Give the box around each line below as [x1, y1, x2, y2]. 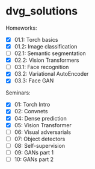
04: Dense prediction [14, 114, 67, 122]
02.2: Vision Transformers [14, 56, 79, 64]
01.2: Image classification [14, 43, 78, 50]
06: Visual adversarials [14, 128, 72, 136]
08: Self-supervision [14, 142, 66, 149]
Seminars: [5, 89, 31, 96]
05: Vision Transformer [14, 121, 72, 128]
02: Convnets [14, 108, 48, 115]
